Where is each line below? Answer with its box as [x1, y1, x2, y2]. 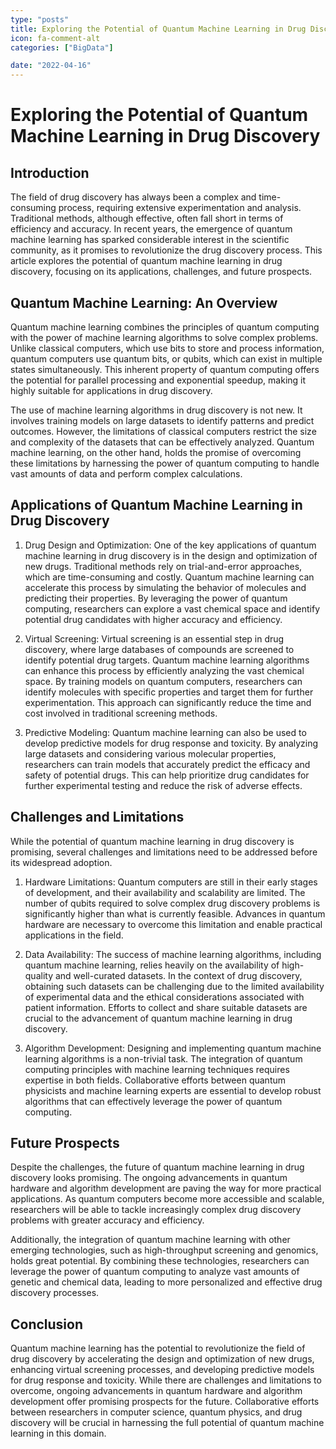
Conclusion [10, 1316, 84, 1333]
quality [24, 969, 54, 981]
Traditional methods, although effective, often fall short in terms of [10, 212, 284, 225]
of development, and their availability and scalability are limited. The [24, 886, 306, 898]
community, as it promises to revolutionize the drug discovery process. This [10, 244, 323, 256]
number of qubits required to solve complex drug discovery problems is [24, 897, 321, 909]
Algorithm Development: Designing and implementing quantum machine [24, 1042, 322, 1054]
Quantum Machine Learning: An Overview [10, 294, 278, 311]
